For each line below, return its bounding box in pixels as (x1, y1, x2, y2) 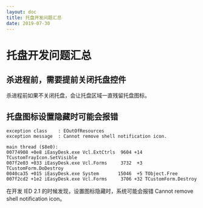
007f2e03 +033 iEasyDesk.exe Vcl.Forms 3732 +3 (6, 160, 143, 167)
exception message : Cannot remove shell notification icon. (6, 134, 167, 140)
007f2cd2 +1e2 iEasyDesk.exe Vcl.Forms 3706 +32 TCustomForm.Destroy (6, 176, 198, 182)
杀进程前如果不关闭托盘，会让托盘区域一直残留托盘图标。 (6, 92, 150, 99)
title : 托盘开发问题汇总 (6, 15, 62, 21)
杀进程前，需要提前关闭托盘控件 (6, 74, 126, 85)
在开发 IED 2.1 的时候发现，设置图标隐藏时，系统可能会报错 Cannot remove (6, 187, 193, 195)
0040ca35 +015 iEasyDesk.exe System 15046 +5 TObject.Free (6, 171, 178, 177)
